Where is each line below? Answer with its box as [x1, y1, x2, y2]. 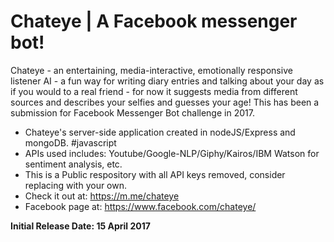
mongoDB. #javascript [24, 136, 117, 149]
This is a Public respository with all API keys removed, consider [24, 168, 286, 180]
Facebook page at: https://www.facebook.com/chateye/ [24, 200, 257, 212]
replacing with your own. [24, 179, 128, 191]
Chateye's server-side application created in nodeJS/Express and [24, 126, 296, 138]
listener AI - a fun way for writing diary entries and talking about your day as [10, 75, 325, 87]
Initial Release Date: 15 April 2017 [10, 220, 151, 232]
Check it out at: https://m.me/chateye [24, 190, 180, 202]
